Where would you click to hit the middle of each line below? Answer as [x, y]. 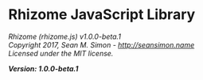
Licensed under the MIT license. [61, 53]
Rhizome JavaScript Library [102, 15]
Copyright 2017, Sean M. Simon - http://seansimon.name [101, 44]
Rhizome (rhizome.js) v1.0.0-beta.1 [65, 36]
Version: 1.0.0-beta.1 [43, 68]
